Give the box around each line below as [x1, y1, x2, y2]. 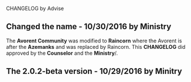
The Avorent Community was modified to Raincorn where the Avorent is [6, 37, 182, 44]
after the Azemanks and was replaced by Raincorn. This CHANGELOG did [6, 43, 186, 50]
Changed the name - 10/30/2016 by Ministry [6, 22, 172, 31]
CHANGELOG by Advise [6, 5, 64, 12]
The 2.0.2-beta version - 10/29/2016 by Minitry [6, 66, 183, 76]
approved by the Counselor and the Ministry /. [6, 49, 118, 56]
